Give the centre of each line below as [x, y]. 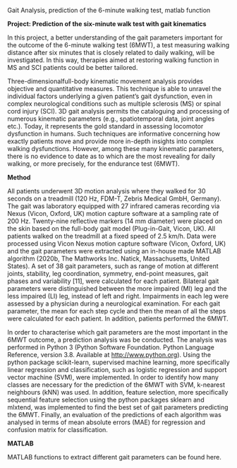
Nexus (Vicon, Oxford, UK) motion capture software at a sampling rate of [113, 214]
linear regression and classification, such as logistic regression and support [117, 370]
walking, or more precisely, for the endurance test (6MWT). [93, 164]
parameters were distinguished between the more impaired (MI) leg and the [117, 288]
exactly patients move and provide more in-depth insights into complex [110, 141]
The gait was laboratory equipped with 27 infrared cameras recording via [114, 206]
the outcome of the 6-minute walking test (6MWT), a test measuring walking [119, 45]
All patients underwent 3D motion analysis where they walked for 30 [107, 191]
